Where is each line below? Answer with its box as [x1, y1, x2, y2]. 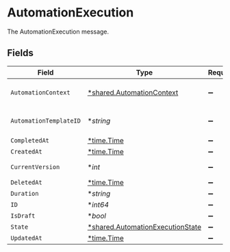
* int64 [87, 200, 110, 210]
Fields [7, 47, 34, 59]
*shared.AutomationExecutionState [87, 222, 202, 231]
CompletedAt [10, 136, 50, 144]
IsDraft [10, 212, 36, 220]
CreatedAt [10, 147, 42, 155]
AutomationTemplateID [10, 116, 81, 125]
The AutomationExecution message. [7, 27, 110, 36]
